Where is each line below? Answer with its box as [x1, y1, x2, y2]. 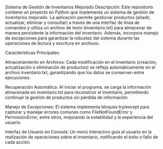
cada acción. [5, 139, 31, 145]
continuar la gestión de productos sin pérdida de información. [5, 94, 129, 100]
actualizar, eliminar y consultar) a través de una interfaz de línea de [5, 19, 140, 25]
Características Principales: [5, 50, 60, 56]
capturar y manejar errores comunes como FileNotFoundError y [5, 109, 133, 115]
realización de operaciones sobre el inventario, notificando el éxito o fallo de [5, 134, 158, 140]
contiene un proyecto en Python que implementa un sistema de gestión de [5, 9, 155, 15]
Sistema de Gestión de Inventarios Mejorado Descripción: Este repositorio [5, 4, 153, 10]
